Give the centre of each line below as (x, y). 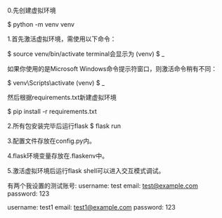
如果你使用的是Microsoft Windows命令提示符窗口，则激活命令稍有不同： (112, 69)
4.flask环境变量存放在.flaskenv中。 (58, 156)
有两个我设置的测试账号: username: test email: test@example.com (103, 186)
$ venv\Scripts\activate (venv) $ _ (56, 83)
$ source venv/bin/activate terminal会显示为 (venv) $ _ (86, 54)
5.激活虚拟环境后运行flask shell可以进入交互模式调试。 (86, 171)
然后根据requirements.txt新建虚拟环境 (62, 97)
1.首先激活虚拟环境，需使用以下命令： (62, 39)
